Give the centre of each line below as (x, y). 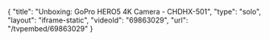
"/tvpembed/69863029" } (50, 29)
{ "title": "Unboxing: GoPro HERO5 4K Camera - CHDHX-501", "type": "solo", (134, 12)
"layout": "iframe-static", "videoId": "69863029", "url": (98, 20)
